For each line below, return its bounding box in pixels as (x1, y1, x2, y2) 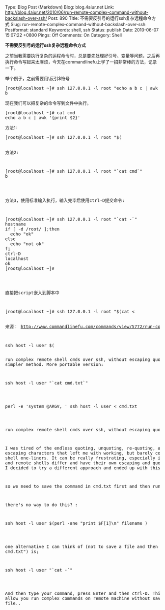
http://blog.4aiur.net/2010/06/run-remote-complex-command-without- (5, 9, 149, 15)
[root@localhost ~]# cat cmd (5, 110, 75, 115)
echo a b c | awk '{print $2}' (5, 115, 81, 120)
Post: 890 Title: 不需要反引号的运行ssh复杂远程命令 (48, 15, 152, 21)
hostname (5, 222, 26, 227)
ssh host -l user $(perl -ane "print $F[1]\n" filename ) (5, 520, 148, 526)
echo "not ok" (10, 241, 44, 247)
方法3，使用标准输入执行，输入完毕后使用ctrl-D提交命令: (5, 198, 125, 203)
